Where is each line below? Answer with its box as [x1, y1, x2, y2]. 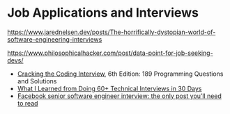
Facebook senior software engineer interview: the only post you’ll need [17, 92, 222, 100]
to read [17, 99, 38, 107]
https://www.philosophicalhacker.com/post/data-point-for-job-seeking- [7, 49, 214, 57]
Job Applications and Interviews [7, 5, 199, 21]
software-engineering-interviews [7, 35, 102, 43]
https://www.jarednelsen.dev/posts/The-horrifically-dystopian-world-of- [7, 28, 216, 36]
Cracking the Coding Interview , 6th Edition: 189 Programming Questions [17, 70, 224, 78]
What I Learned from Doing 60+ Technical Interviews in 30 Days [17, 84, 202, 92]
